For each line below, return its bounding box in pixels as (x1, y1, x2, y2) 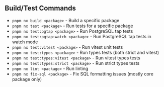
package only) (12, 76, 42, 82)
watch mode (12, 39, 38, 45)
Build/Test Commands (5, 4, 76, 13)
